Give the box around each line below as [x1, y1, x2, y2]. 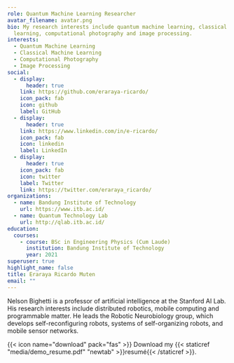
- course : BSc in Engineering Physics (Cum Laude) [20, 238, 171, 245]
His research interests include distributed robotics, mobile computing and [7, 304, 219, 313]
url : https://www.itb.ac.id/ [20, 206, 105, 213]
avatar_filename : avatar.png [7, 17, 92, 24]
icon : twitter [20, 173, 61, 180]
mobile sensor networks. [7, 327, 79, 335]
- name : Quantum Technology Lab [13, 212, 109, 219]
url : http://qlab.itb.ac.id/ [20, 219, 105, 226]
